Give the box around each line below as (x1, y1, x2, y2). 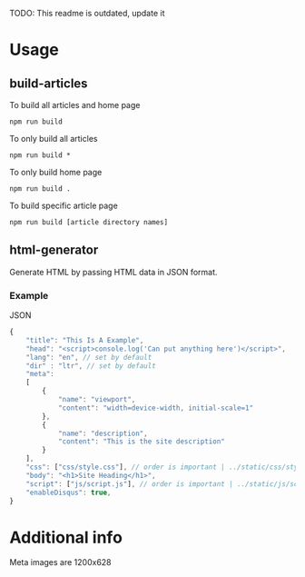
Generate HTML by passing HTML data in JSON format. (9, 266, 218, 277)
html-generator (9, 243, 99, 258)
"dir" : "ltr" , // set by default (25, 361, 156, 371)
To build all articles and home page (9, 100, 141, 110)
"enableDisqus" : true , (25, 488, 112, 497)
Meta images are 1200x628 (9, 557, 112, 568)
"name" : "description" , (57, 429, 148, 438)
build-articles (9, 75, 88, 91)
